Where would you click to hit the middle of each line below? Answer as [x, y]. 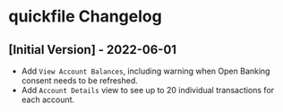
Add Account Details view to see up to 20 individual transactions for [148, 90]
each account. [48, 99]
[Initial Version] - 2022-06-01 [92, 50]
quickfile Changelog [85, 17]
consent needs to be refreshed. [79, 81]
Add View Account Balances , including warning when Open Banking [146, 71]
